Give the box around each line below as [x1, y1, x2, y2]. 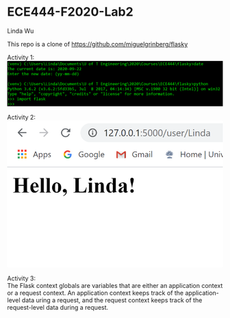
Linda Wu [7, 27, 34, 35]
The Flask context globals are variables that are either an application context [7, 281, 223, 289]
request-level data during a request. [7, 303, 109, 311]
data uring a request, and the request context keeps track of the [21, 295, 203, 304]
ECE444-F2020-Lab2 [7, 4, 133, 20]
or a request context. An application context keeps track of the [7, 289, 184, 297]
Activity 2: [7, 114, 36, 122]
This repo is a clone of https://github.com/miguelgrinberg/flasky [7, 40, 188, 48]
